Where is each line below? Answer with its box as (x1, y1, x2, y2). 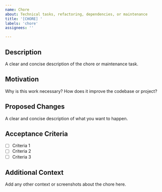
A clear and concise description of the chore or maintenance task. (5, 61, 139, 67)
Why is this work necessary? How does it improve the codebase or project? (5, 88, 158, 94)
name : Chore (5, 7, 29, 12)
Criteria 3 (12, 154, 31, 160)
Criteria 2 (12, 148, 31, 154)
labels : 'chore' (5, 21, 38, 26)
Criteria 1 (12, 143, 30, 149)
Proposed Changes (5, 103, 65, 111)
